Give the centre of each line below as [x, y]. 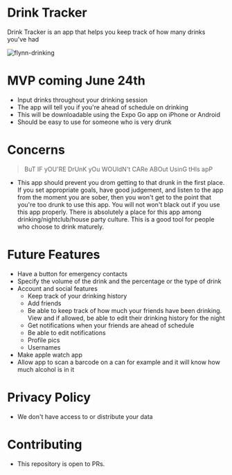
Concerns [36, 150]
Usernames [44, 347]
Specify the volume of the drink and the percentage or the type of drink [119, 281]
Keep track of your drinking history [77, 296]
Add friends [44, 303]
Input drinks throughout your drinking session [82, 100]
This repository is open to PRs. [61, 464]
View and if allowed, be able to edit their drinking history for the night [126, 318]
